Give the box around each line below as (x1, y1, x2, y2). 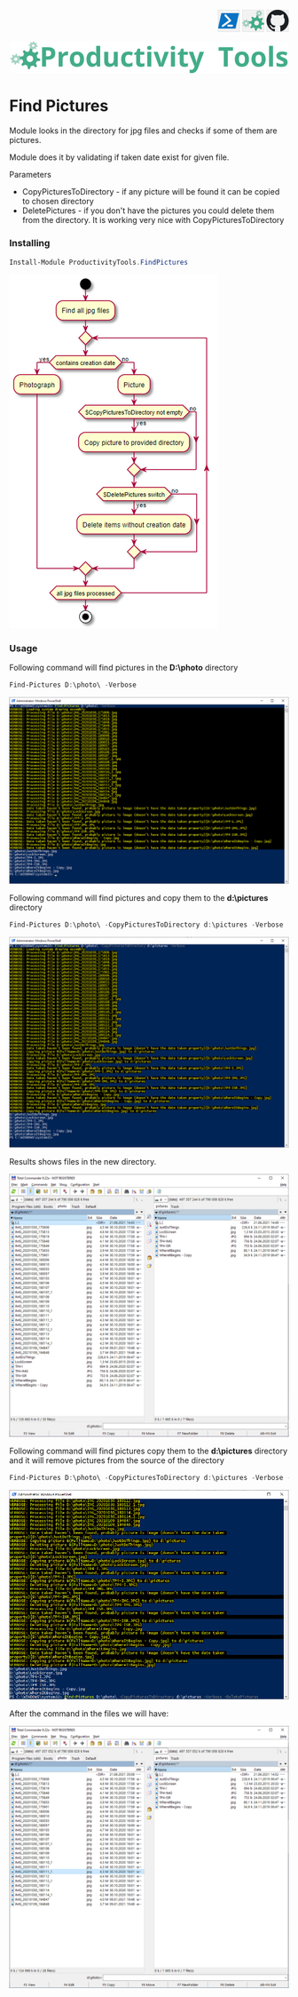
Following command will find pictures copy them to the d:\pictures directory (9, 1445, 288, 1456)
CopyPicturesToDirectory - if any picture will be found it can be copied (21, 186, 280, 196)
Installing (9, 236, 51, 249)
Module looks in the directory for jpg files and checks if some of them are (9, 125, 278, 136)
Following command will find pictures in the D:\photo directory (9, 663, 239, 673)
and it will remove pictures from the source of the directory (9, 1454, 224, 1466)
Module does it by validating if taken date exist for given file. (9, 152, 230, 163)
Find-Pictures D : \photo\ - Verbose (9, 680, 137, 689)
